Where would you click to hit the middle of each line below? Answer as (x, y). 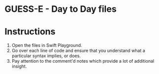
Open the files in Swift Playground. (47, 45)
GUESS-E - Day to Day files (61, 9)
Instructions (30, 32)
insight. (19, 66)
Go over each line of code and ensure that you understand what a (79, 51)
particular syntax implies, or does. (46, 56)
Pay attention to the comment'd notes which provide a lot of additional (83, 61)
